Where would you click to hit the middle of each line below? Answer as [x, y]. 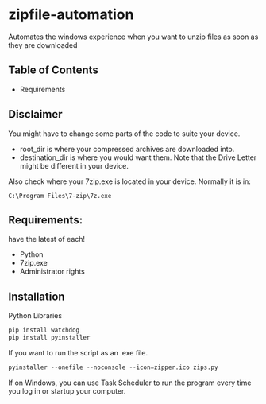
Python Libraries [35, 316]
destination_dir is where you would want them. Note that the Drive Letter [138, 157]
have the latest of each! [47, 239]
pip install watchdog [44, 330]
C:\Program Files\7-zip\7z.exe [60, 196]
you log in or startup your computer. [67, 390]
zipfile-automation [71, 15]
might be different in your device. [74, 165]
